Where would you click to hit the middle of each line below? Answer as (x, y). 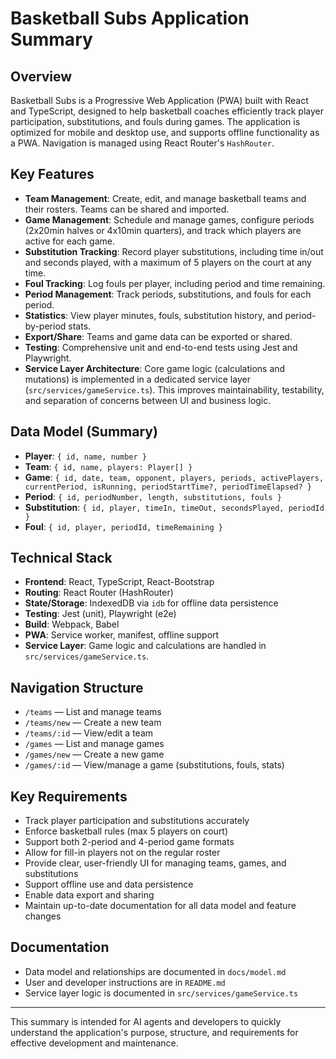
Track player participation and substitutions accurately (137, 821)
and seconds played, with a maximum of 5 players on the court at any (168, 262)
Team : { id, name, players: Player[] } (108, 466)
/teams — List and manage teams (93, 712)
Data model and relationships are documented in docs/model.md (155, 971)
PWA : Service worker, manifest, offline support (122, 635)
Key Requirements (69, 796)
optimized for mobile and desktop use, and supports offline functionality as (165, 132)
